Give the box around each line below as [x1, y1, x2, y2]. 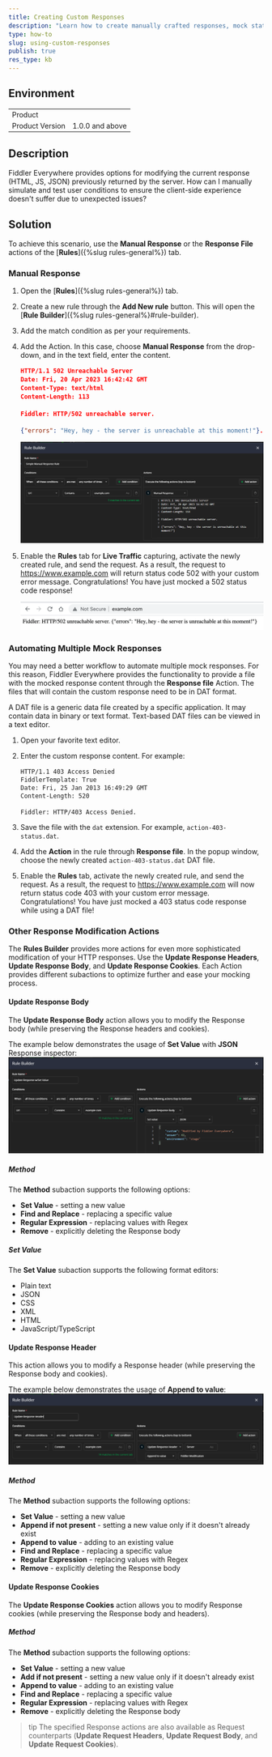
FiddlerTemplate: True [19, 776, 97, 785]
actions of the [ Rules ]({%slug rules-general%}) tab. [8, 247, 182, 257]
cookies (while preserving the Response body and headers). [8, 1608, 210, 1619]
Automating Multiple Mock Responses [8, 642, 162, 653]
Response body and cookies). [8, 1369, 108, 1379]
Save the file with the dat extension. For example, [19, 823, 185, 832]
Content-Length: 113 [19, 393, 90, 401]
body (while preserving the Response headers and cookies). [8, 1023, 210, 1033]
